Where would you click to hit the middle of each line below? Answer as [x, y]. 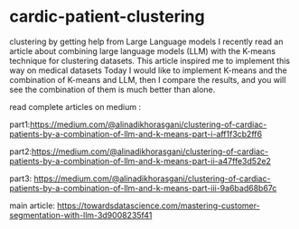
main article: [33, 206]
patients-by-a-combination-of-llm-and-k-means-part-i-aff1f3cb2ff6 [136, 133]
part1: [20, 124]
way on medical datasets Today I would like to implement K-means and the [148, 70]
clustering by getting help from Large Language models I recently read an [146, 41]
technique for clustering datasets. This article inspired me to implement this [150, 60]
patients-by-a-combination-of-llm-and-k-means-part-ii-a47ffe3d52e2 [140, 160]
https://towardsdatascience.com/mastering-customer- [159, 206]
